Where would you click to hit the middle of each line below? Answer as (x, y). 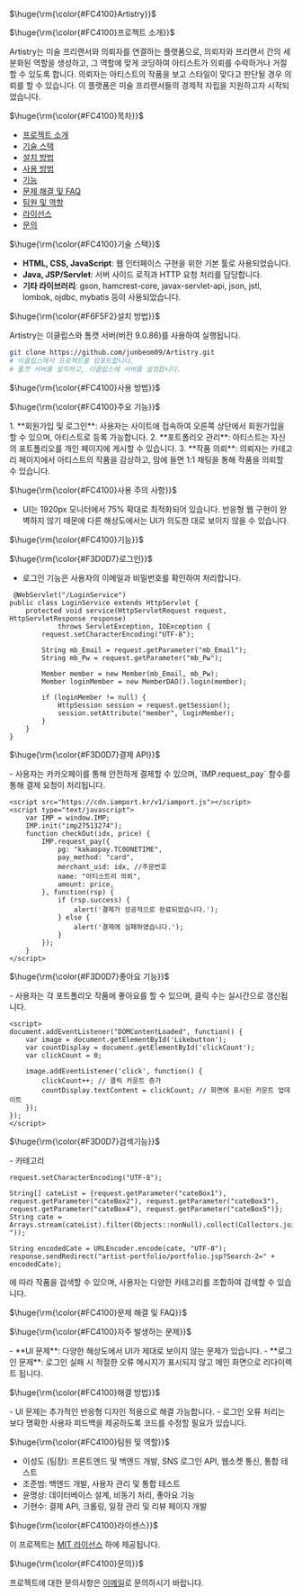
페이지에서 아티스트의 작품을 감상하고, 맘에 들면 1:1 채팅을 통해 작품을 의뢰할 (151, 459)
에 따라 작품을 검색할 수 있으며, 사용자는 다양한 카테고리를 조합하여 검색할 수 (142, 1282)
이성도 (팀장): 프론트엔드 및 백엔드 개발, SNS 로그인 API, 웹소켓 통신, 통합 (151, 1461)
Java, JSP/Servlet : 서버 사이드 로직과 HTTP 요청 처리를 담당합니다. (142, 274)
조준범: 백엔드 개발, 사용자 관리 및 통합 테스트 (102, 1483)
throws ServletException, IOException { (134, 626)
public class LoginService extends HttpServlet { (104, 603)
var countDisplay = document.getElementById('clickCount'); (140, 1047)
